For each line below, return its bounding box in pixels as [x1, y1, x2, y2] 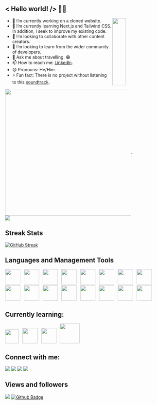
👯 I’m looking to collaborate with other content [12, 33, 105, 39]
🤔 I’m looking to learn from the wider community [12, 43, 109, 49]
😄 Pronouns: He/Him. [12, 66, 56, 72]
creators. [12, 39, 31, 44]
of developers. [12, 49, 41, 55]
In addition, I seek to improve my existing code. [12, 28, 107, 34]
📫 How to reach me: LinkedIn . [12, 60, 73, 65]
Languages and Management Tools [5, 256, 114, 264]
